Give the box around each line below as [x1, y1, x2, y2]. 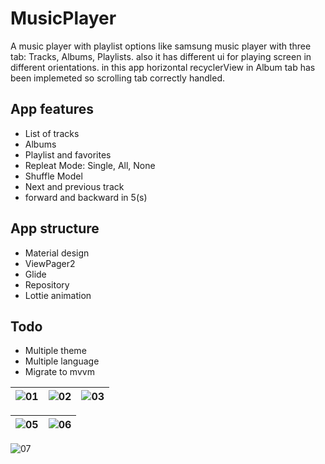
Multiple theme [24, 345, 87, 357]
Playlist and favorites [24, 148, 112, 161]
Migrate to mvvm [24, 366, 95, 378]
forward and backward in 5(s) [24, 191, 148, 203]
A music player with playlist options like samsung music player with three [10, 40, 312, 52]
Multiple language [24, 355, 100, 367]
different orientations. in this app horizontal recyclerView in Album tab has [10, 61, 316, 73]
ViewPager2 [24, 257, 76, 269]
